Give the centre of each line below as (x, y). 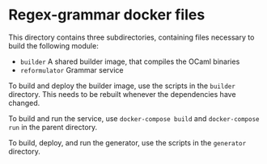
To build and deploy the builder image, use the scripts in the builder (122, 86)
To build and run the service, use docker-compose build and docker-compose (134, 118)
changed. (24, 103)
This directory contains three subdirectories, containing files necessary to (131, 37)
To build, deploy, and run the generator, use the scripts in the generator (127, 142)
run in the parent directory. (53, 127)
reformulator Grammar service (72, 69)
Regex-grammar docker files (107, 15)
